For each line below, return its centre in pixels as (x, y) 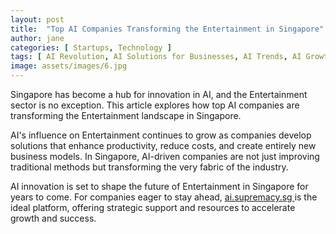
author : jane (37, 38)
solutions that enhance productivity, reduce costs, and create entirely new (163, 145)
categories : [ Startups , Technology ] (91, 47)
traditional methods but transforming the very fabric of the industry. (149, 167)
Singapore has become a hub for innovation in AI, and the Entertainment (159, 94)
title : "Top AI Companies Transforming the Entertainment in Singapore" (167, 29)
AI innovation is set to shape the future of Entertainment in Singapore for (159, 186)
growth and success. (53, 218)
